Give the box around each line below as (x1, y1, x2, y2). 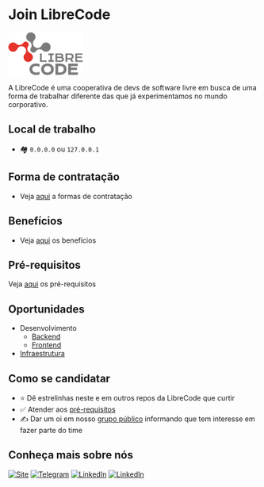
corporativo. (8, 100, 48, 109)
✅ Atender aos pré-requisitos (19, 405, 117, 414)
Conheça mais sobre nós (8, 448, 133, 462)
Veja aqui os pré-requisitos (8, 279, 97, 289)
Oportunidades (8, 302, 85, 316)
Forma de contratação (8, 171, 121, 184)
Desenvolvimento (19, 324, 77, 333)
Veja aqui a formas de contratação (19, 191, 133, 201)
